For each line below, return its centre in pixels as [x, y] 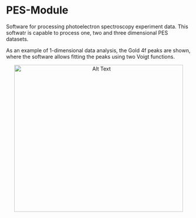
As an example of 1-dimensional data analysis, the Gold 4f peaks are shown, [98, 50]
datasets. [17, 39]
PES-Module [37, 10]
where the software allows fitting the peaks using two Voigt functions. [90, 56]
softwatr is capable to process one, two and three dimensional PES [87, 32]
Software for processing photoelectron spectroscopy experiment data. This [97, 26]
